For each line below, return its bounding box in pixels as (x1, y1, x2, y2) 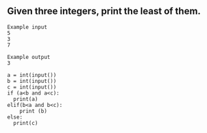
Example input (7, 23, 48, 30)
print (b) (19, 108, 48, 114)
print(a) (13, 95, 38, 102)
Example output (7, 53, 51, 60)
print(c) (13, 119, 38, 126)
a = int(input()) (7, 71, 57, 78)
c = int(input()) (7, 84, 57, 90)
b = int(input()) (7, 77, 57, 84)
